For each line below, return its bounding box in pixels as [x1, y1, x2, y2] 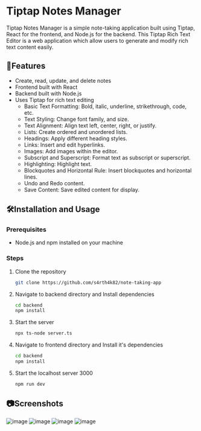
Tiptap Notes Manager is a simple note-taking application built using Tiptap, [6, 24, 195, 31]
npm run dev [14, 381, 45, 387]
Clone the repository [14, 267, 66, 275]
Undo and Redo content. [24, 179, 85, 187]
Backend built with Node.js [14, 89, 82, 97]
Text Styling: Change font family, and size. [24, 115, 129, 123]
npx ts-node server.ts [14, 330, 72, 336]
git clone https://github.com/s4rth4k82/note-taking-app [14, 279, 162, 286]
